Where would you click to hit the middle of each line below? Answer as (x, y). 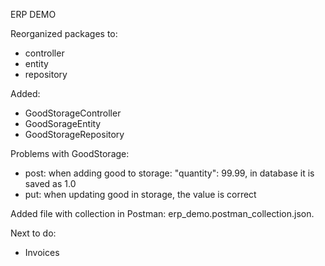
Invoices (42, 252)
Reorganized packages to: (64, 33)
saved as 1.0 (50, 183)
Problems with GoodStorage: (70, 153)
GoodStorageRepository (74, 134)
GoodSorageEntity (63, 123)
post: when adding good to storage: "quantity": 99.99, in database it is (169, 173)
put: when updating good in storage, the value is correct (140, 194)
